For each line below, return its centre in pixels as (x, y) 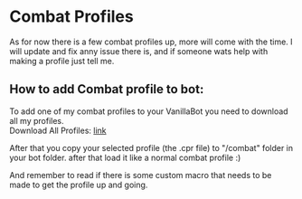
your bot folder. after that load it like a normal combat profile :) (125, 157)
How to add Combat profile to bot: (107, 89)
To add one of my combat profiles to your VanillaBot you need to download (149, 111)
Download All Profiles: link (58, 130)
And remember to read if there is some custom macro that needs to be (141, 175)
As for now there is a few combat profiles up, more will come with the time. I (151, 42)
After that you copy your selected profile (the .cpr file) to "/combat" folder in (151, 147)
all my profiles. (37, 120)
